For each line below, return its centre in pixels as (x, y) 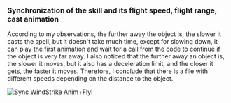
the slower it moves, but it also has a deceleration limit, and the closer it (110, 64)
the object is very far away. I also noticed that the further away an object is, (116, 56)
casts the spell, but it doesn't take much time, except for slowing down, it (113, 42)
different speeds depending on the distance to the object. (90, 79)
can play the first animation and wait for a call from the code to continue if (114, 49)
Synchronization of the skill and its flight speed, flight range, (112, 10)
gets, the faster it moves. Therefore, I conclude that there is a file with (108, 71)
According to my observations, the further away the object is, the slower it (114, 34)
